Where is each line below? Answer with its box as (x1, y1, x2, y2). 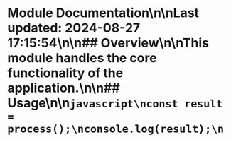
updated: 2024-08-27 (7, 20, 141, 36)
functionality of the (7, 65, 124, 81)
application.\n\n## (7, 80, 121, 96)
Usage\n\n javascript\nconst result (7, 95, 223, 111)
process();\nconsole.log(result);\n (7, 122, 225, 136)
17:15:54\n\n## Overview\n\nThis (7, 35, 210, 51)
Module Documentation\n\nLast (7, 5, 200, 21)
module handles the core (7, 50, 158, 66)
